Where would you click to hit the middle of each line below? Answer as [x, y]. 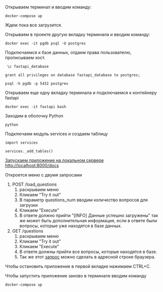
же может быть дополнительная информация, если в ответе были [88, 221]
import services [21, 143]
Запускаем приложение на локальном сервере [54, 160]
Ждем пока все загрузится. [34, 25]
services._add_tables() [29, 151]
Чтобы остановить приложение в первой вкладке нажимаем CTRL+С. [78, 266]
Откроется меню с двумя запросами [44, 175]
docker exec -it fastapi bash [36, 107]
